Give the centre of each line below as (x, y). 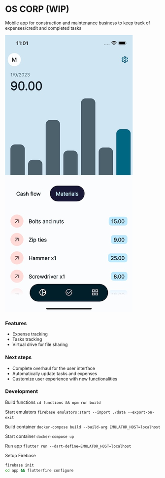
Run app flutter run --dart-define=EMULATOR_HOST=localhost (68, 446)
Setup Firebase (20, 455)
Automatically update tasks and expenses (55, 373)
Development (22, 391)
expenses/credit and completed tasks (43, 28)
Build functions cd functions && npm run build (53, 402)
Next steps (18, 357)
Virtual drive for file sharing (40, 344)
